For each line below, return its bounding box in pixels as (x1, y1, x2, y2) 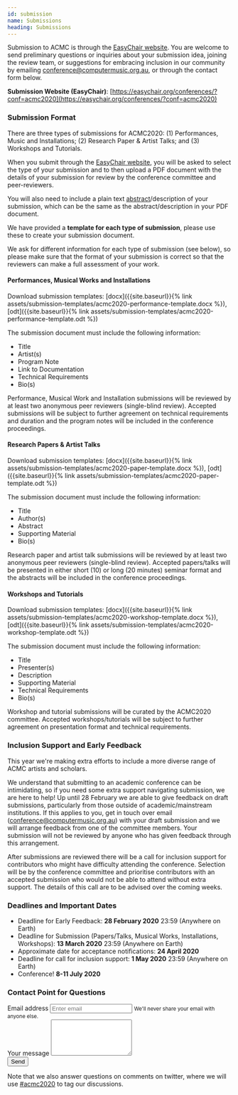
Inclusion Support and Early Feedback (7, 740, 142, 750)
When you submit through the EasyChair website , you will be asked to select (7, 157, 232, 166)
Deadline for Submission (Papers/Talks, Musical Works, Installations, (17, 931, 219, 940)
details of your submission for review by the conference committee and (7, 172, 217, 182)
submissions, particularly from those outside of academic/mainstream (7, 801, 212, 809)
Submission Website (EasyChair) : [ (7, 87, 112, 96)
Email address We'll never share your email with (7, 1004, 215, 1012)
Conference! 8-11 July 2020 (17, 970, 101, 978)
